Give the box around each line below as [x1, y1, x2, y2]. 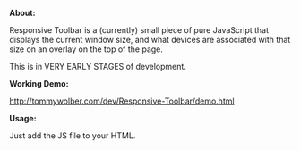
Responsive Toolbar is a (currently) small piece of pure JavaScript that [9, 25, 270, 35]
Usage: [9, 113, 38, 123]
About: [9, 8, 36, 18]
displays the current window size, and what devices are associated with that [9, 35, 291, 45]
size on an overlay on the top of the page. [9, 44, 164, 54]
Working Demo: [9, 79, 69, 88]
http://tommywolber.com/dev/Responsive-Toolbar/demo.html [9, 96, 235, 106]
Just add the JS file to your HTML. [9, 130, 136, 141]
